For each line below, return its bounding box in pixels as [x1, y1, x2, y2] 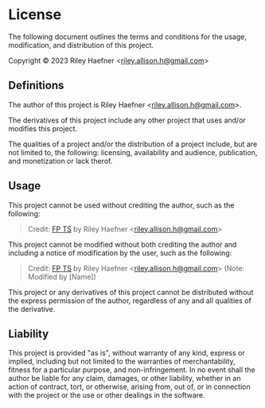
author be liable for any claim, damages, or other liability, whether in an [8, 374, 241, 383]
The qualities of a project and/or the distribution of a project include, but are [8, 139, 258, 149]
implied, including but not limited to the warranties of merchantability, [8, 356, 236, 367]
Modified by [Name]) [27, 272, 97, 282]
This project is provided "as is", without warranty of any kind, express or [8, 348, 245, 358]
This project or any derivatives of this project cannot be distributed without [8, 287, 254, 297]
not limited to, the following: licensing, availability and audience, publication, [8, 147, 258, 157]
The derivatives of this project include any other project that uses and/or [8, 115, 247, 125]
